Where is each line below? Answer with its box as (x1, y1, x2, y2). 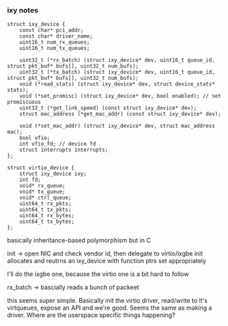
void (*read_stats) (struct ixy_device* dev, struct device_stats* (19, 81, 215, 87)
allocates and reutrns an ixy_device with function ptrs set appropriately (7, 257, 207, 265)
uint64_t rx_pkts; (19, 200, 72, 207)
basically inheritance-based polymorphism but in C (7, 236, 152, 245)
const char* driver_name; (19, 33, 94, 40)
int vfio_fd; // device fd (19, 141, 96, 148)
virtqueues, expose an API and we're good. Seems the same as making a (7, 303, 212, 312)
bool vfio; (19, 135, 51, 141)
